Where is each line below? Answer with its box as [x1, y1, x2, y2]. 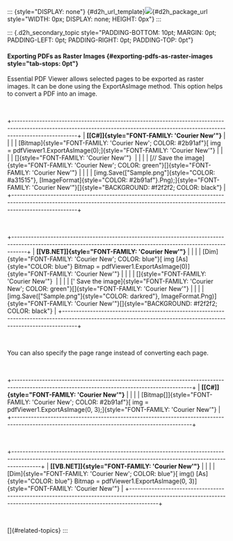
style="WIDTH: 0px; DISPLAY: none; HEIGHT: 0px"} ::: [7, 15, 162, 23]
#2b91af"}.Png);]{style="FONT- [129, 176, 220, 184]
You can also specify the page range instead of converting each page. [7, 349, 209, 357]
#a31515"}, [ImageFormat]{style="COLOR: [7, 176, 128, 184]
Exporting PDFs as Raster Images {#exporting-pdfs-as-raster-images [7, 52, 214, 60]
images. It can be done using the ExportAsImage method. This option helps [7, 82, 223, 91]
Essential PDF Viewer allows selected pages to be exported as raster [7, 75, 204, 83]
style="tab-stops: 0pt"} [7, 59, 79, 68]
